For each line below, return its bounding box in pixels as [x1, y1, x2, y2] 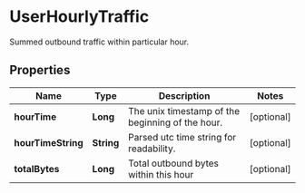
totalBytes [14, 162, 60, 175]
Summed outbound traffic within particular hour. [9, 36, 190, 47]
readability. [128, 142, 176, 155]
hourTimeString [14, 136, 84, 149]
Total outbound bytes [128, 157, 220, 169]
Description [158, 89, 211, 101]
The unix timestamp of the [128, 104, 241, 117]
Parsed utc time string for [128, 130, 237, 143]
